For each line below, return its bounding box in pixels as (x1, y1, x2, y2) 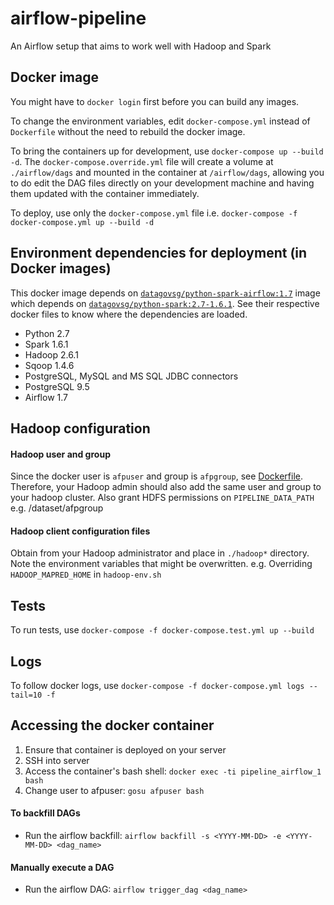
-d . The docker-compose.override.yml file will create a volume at (10, 155, 274, 167)
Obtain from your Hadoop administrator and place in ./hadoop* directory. (10, 547, 310, 559)
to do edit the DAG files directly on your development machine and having (10, 177, 315, 189)
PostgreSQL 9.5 (24, 380, 90, 392)
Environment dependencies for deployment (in (10, 245, 308, 262)
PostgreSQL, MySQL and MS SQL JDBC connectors (24, 370, 239, 382)
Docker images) (10, 260, 112, 277)
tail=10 (10, 690, 43, 700)
